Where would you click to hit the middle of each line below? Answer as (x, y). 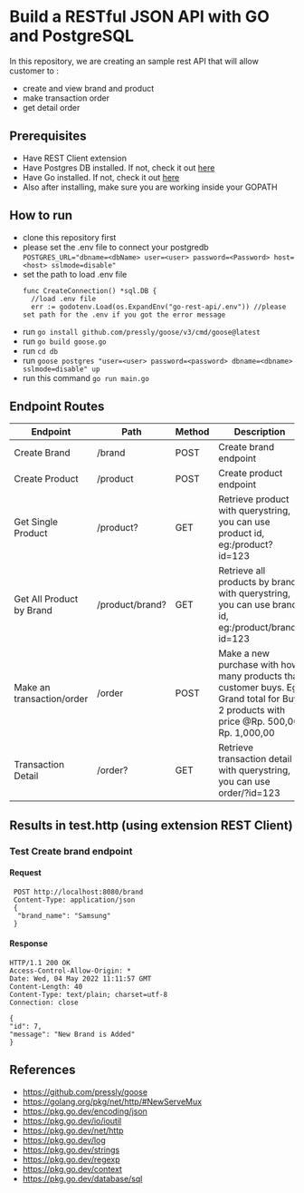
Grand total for (249, 699)
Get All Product (46, 599)
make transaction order (66, 98)
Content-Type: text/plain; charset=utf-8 (89, 995)
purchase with (248, 665)
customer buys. (252, 688)
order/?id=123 (249, 793)
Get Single (36, 522)
